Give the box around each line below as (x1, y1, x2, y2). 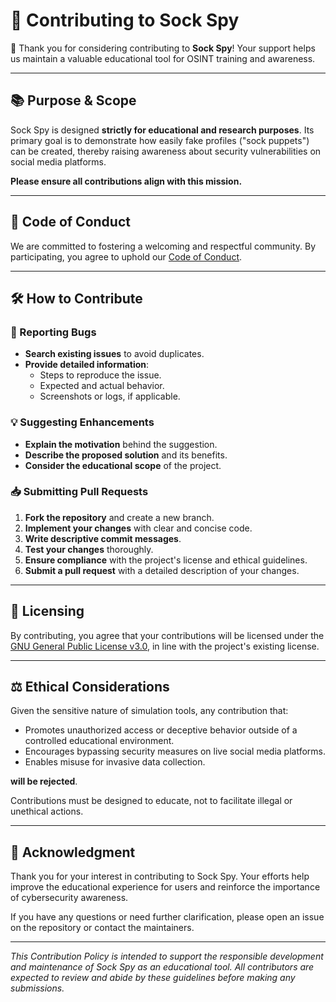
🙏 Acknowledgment (10, 844, 136, 861)
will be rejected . (10, 775, 78, 788)
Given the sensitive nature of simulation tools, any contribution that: (10, 705, 289, 717)
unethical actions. (10, 805, 84, 818)
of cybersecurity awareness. (10, 892, 129, 904)
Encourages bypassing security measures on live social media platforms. (24, 745, 327, 758)
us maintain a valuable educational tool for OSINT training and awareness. (10, 52, 316, 64)
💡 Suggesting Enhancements (10, 415, 155, 429)
